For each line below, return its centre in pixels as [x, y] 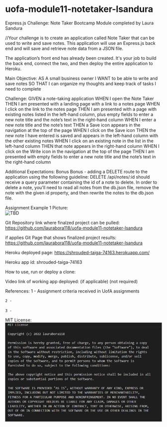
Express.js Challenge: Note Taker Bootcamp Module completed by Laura [80, 23]
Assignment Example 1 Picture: [37, 208]
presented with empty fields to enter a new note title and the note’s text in [81, 157]
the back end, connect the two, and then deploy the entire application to [79, 63]
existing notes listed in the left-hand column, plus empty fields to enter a [79, 114]
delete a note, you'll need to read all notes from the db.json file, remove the [82, 187]
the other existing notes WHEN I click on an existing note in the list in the [80, 141]
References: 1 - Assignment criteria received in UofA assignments [72, 291]
